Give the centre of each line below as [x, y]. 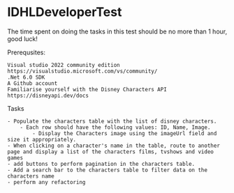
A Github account [32, 83]
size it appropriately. [42, 139]
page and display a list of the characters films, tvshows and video [111, 152]
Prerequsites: [27, 52]
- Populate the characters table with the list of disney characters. [112, 121]
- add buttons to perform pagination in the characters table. [101, 164]
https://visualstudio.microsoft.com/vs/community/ [82, 71]
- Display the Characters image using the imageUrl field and [125, 133]
